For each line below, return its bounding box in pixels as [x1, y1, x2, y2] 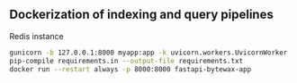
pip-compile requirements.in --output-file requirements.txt [9, 56, 244, 65]
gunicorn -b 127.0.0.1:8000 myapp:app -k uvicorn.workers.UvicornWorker [9, 48, 288, 57]
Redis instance [9, 30, 65, 41]
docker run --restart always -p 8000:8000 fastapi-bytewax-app [9, 64, 252, 74]
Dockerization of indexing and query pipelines [9, 7, 274, 22]
